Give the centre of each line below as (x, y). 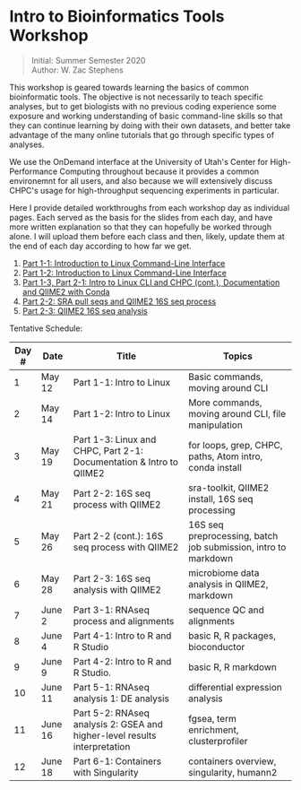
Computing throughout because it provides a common (159, 171)
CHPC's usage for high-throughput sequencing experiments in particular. (144, 190)
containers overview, (232, 761)
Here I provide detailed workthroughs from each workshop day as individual (150, 207)
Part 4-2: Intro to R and (122, 661)
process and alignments (124, 621)
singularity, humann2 (232, 772)
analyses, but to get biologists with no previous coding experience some (143, 106)
